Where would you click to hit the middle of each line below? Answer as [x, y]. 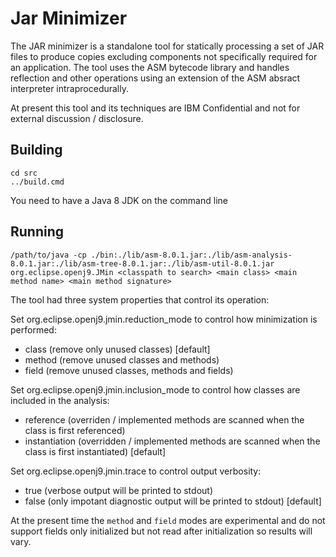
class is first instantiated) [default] [95, 451]
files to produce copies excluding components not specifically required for [164, 56]
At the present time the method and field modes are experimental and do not [168, 520]
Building [36, 150]
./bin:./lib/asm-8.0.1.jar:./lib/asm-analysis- [191, 255]
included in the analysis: [60, 400]
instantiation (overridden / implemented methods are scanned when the [172, 441]
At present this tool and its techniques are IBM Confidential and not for [155, 108]
